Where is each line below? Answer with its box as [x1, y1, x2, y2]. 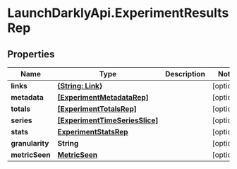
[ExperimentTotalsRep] [57, 104, 137, 114]
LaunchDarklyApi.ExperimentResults [7, 5, 229, 21]
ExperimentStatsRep [57, 127, 128, 136]
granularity [11, 139, 49, 148]
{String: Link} [57, 81, 102, 91]
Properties [7, 48, 55, 60]
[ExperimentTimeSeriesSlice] [57, 115, 159, 125]
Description [164, 69, 206, 78]
